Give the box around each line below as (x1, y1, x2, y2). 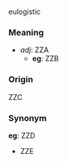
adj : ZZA (19, 45, 49, 55)
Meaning (8, 27, 44, 38)
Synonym (8, 112, 47, 123)
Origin (8, 74, 34, 85)
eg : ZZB (31, 54, 59, 64)
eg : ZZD (8, 131, 36, 140)
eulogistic (8, 7, 41, 16)
